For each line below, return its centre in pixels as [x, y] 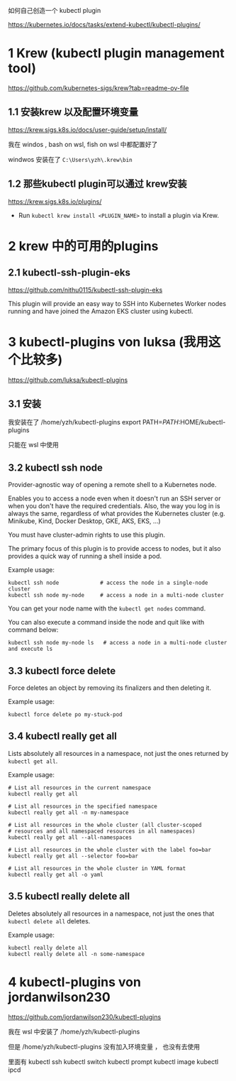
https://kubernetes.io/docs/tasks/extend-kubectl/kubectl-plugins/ [104, 24]
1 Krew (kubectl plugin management [117, 54]
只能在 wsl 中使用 [34, 445]
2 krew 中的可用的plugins [83, 246]
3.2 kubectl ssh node [56, 467]
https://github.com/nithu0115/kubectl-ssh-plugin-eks [85, 290]
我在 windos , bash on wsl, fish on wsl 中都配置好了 [83, 144]
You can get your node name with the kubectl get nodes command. [107, 608]
